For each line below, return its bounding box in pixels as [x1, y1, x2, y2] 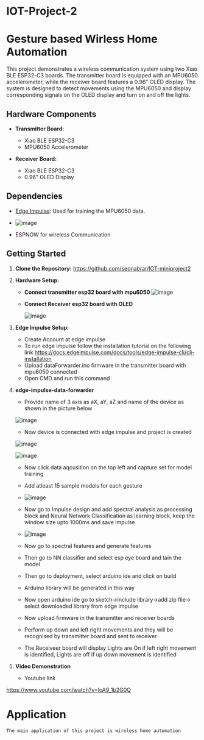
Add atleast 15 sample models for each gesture [24, 482, 142, 489]
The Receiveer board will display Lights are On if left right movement [24, 644, 197, 652]
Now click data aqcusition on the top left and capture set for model [24, 463, 192, 471]
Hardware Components [6, 109, 97, 119]
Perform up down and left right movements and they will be [24, 626, 174, 633]
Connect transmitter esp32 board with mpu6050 [24, 288, 150, 296]
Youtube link [24, 674, 56, 681]
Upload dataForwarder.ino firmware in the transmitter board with [24, 361, 186, 369]
